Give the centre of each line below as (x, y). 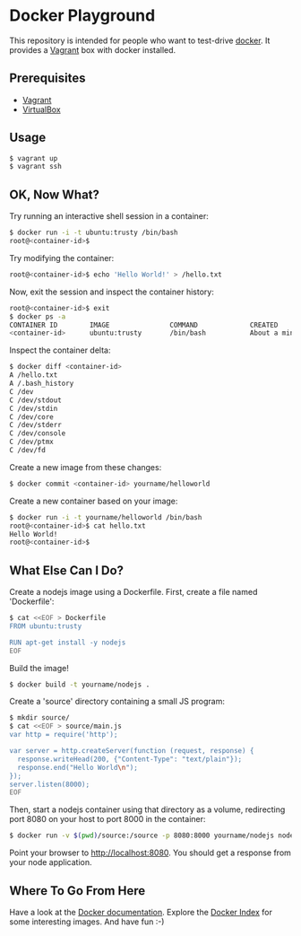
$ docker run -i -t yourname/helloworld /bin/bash (106, 517)
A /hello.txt (34, 375)
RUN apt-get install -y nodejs (68, 643)
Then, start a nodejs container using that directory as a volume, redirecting (147, 809)
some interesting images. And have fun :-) (87, 922)
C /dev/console (38, 433)
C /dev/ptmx (31, 442)
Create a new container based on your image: (94, 501)
